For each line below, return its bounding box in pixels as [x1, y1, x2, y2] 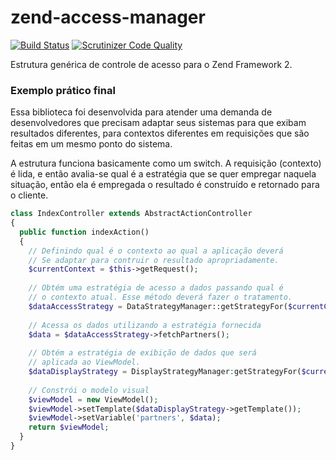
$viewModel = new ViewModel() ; [28, 394, 159, 405]
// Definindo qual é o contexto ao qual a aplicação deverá [28, 246, 284, 256]
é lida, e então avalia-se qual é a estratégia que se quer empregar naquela [10, 168, 317, 180]
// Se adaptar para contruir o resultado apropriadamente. [28, 255, 280, 265]
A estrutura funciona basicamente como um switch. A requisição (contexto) [10, 157, 322, 170]
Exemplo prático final [10, 83, 116, 97]
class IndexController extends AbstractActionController [10, 209, 253, 219]
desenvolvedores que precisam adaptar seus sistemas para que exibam [10, 117, 307, 129]
